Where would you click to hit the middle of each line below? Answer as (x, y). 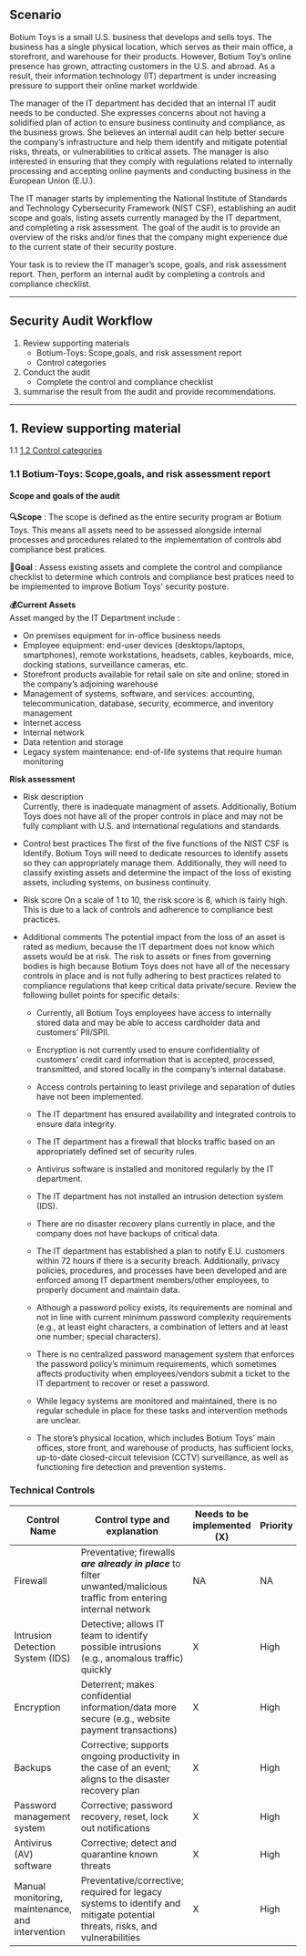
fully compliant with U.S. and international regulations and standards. (152, 825)
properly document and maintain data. (108, 1289)
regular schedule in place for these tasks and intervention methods (162, 1410)
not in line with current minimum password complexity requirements (163, 1317)
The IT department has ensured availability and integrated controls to (166, 1114)
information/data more (129, 1707)
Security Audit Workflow (81, 321)
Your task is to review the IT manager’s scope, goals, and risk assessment (148, 264)
